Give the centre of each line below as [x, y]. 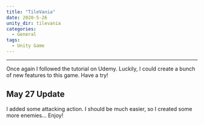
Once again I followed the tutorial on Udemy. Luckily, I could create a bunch [101, 69]
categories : [21, 29]
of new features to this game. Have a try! [57, 75]
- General [24, 35]
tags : [13, 40]
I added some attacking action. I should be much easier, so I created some [99, 109]
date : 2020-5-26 [27, 18]
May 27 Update [36, 94]
